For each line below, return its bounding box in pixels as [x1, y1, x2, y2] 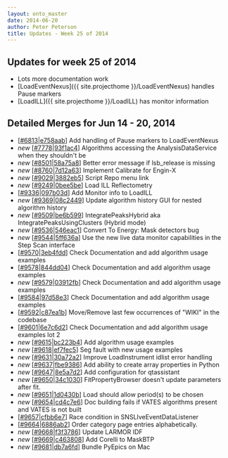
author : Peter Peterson [7, 23, 77, 30]
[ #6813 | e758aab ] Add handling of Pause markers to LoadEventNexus [17, 136, 219, 144]
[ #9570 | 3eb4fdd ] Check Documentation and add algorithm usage [17, 248, 209, 257]
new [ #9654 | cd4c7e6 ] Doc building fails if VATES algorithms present [17, 397, 217, 406]
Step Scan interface [17, 241, 75, 249]
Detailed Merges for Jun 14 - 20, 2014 [7, 117, 176, 129]
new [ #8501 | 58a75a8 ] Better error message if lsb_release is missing [17, 158, 216, 167]
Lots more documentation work [17, 75, 109, 83]
